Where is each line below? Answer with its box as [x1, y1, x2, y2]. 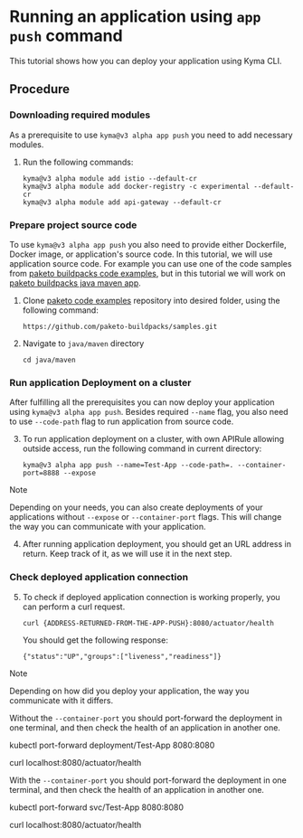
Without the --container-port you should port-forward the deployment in [9, 712, 283, 723]
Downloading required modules [9, 108, 151, 121]
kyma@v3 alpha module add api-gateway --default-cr [22, 197, 222, 207]
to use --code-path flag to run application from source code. [9, 416, 234, 427]
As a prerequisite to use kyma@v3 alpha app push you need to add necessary [9, 129, 293, 140]
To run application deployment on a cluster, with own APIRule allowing [22, 434, 285, 445]
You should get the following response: [22, 635, 169, 645]
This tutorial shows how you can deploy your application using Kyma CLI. [9, 55, 282, 66]
